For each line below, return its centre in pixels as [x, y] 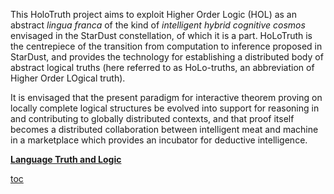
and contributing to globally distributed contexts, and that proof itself [152, 118]
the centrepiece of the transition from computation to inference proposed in [166, 46]
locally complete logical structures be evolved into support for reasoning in [165, 108]
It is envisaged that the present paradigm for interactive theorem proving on [166, 97]
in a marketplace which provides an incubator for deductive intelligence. [159, 140]
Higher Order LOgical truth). [68, 78]
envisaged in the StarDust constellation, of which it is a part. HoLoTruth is [161, 35]
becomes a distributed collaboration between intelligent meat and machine [164, 129]
